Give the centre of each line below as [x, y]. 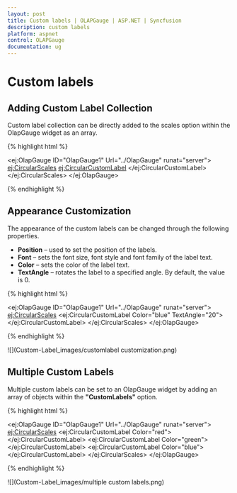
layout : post [27, 14]
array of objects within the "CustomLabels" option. [82, 397]
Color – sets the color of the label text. [73, 265]
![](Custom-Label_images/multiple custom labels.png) [86, 482]
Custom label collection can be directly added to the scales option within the [119, 125]
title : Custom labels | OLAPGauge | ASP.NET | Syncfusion [94, 21]
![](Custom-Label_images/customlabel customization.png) [92, 350]
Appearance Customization [69, 211]
